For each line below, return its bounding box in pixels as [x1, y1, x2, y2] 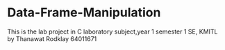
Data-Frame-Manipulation [7, 5, 161, 21]
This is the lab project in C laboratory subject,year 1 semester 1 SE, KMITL [7, 27, 218, 36]
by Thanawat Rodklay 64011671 [7, 34, 97, 42]
